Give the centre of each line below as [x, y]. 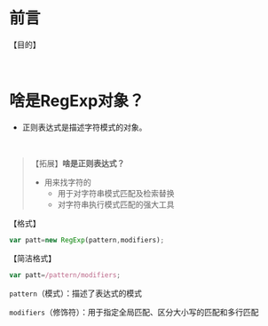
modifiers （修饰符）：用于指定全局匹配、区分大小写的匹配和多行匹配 [134, 312]
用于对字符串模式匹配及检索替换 [116, 193]
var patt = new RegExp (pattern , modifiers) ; [87, 240]
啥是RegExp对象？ [77, 101]
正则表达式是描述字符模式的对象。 [84, 127]
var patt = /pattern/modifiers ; [65, 275]
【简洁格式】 [32, 258]
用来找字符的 [67, 182]
